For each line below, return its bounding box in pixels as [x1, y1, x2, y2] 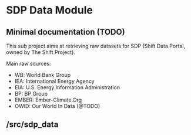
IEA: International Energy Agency [14, 77, 95, 85]
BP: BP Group [14, 90, 48, 97]
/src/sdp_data [6, 120, 59, 130]
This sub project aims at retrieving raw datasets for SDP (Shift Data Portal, [6, 42, 186, 49]
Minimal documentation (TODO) [6, 27, 125, 37]
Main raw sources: [6, 60, 51, 67]
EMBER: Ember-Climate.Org [14, 96, 82, 103]
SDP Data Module [6, 4, 93, 17]
